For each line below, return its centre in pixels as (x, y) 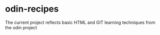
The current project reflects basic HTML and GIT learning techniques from (80, 22)
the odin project (21, 27)
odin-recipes (32, 9)
